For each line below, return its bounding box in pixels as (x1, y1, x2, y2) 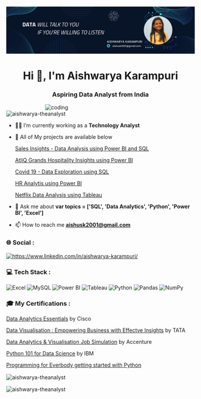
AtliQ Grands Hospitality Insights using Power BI (14, 157, 133, 164)
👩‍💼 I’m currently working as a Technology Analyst (14, 122, 140, 129)
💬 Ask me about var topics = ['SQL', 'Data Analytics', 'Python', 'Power (14, 203, 190, 210)
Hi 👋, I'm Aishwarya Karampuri (23, 69, 178, 83)
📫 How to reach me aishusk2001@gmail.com (14, 221, 131, 229)
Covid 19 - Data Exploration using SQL (14, 168, 109, 175)
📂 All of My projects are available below (14, 133, 112, 141)
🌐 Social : (6, 239, 35, 247)
